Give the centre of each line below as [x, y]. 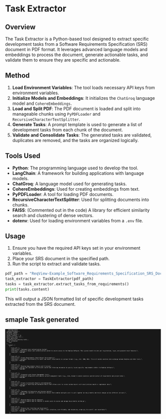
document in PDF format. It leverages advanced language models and [76, 49]
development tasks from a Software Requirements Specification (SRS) [76, 44]
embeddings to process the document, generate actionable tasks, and [77, 55]
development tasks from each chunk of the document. [68, 130]
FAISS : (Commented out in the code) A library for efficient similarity [81, 210]
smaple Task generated [42, 320]
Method [18, 76]
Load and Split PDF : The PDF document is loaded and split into [76, 108]
